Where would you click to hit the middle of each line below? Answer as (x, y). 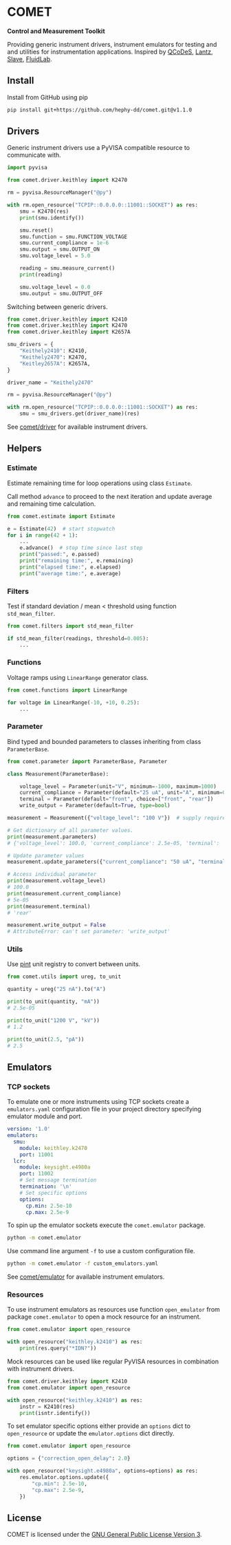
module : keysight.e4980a (55, 1167)
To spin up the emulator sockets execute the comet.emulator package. (106, 1225)
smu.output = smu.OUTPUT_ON (59, 249)
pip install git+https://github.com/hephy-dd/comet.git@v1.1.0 (100, 110)
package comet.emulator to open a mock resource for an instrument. (104, 1317)
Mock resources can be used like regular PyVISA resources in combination (113, 1362)
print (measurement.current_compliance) (64, 893)
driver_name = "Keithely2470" (51, 383)
